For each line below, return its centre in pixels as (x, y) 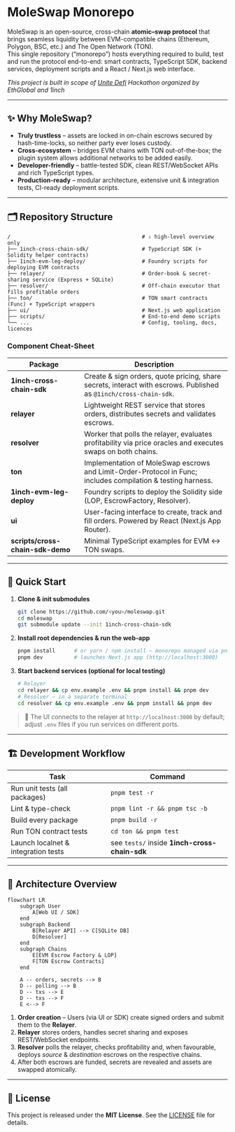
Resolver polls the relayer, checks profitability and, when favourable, (116, 1047)
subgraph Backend (45, 925)
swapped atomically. (47, 1070)
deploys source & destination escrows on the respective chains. (109, 1055)
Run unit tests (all (39, 789)
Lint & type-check (41, 809)
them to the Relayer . (47, 1025)
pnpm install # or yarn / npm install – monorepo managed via (117, 651)
